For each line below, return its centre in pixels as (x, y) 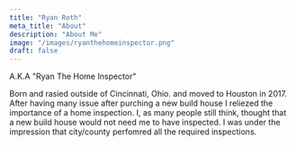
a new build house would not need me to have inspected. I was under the (145, 123)
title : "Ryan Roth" (46, 17)
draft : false (34, 51)
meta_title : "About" (48, 26)
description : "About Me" (56, 34)
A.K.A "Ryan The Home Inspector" (73, 76)
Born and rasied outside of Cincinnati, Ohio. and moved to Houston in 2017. (148, 94)
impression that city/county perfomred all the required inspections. (133, 132)
